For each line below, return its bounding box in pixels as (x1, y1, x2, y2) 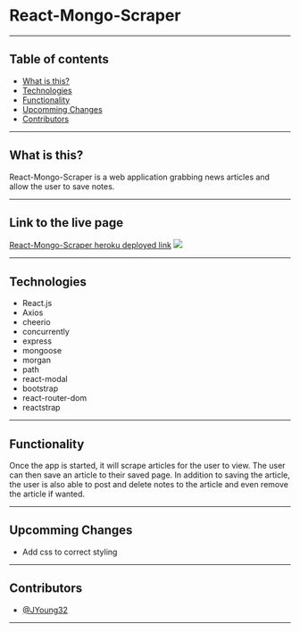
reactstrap (21, 403, 61, 413)
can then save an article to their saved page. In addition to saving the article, (9, 470, 290, 480)
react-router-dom (21, 393, 87, 403)
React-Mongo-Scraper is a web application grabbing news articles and (9, 171, 271, 182)
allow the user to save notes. (9, 180, 115, 192)
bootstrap (21, 383, 59, 394)
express (21, 336, 52, 346)
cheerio (21, 317, 51, 328)
